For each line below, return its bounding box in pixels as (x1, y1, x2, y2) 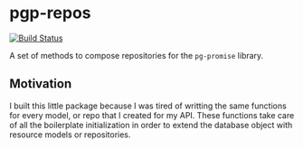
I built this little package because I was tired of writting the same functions (9, 100, 287, 111)
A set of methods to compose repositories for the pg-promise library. (9, 50, 264, 61)
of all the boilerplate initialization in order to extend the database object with (9, 119, 293, 130)
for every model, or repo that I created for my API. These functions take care (9, 109, 295, 120)
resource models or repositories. (9, 129, 131, 140)
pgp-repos (9, 3, 91, 23)
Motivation (9, 76, 72, 92)
